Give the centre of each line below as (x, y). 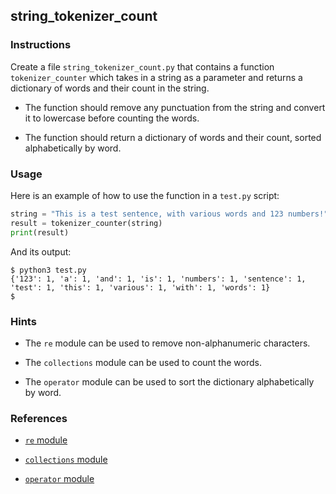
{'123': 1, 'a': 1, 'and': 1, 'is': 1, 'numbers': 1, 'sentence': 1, (158, 279)
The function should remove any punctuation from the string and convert (175, 107)
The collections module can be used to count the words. (143, 362)
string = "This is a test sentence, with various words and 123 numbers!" (169, 214)
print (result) (40, 232)
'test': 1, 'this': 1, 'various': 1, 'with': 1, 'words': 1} (140, 287)
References (39, 418)
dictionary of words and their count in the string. (110, 88)
